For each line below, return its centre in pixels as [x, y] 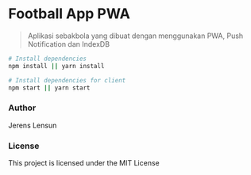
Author [22, 108]
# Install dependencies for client [67, 80]
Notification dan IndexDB [68, 44]
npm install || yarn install [56, 66]
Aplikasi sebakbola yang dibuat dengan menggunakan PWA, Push [135, 36]
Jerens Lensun [33, 125]
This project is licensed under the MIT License [84, 163]
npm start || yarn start [49, 88]
